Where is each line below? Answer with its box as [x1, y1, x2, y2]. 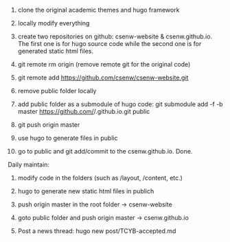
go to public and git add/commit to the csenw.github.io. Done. [17, 147, 193, 155]
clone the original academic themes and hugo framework [17, 6, 180, 14]
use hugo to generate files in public [17, 134, 118, 142]
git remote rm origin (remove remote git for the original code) [17, 60, 191, 68]
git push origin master [17, 121, 80, 129]
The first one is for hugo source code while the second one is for [17, 40, 202, 47]
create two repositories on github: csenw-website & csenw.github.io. [17, 32, 212, 40]
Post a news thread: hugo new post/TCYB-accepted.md [17, 227, 176, 235]
